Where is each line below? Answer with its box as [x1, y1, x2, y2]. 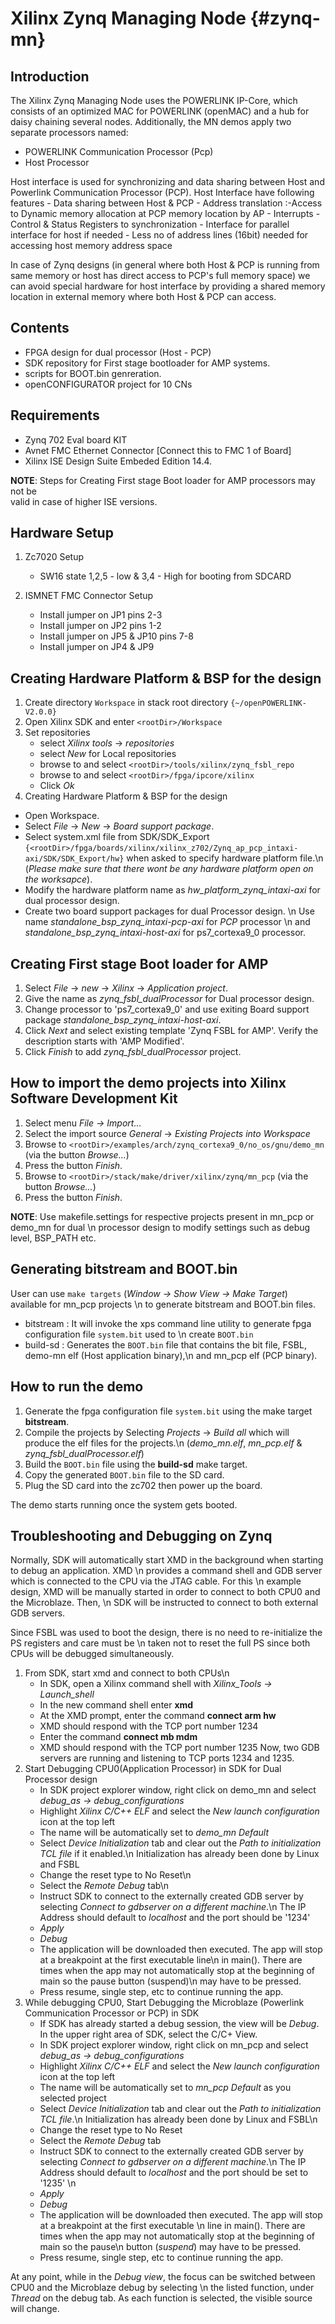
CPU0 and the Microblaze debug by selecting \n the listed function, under [10, 2282, 315, 2294]
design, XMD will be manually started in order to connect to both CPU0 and [10, 1586, 321, 1598]
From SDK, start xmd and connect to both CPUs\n [24, 1667, 230, 1679]
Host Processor [24, 157, 90, 168]
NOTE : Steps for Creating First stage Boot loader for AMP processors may [10, 474, 316, 486]
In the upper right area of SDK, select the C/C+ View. [39, 2028, 258, 2041]
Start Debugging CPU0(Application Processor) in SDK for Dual [24, 1763, 282, 1775]
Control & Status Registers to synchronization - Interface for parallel [10, 218, 290, 230]
